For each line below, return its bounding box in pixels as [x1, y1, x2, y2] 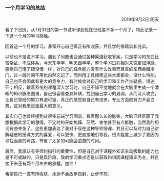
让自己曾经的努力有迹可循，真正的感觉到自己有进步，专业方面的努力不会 [5, 97, 150, 103]
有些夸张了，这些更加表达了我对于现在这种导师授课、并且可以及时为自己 [9, 126, 155, 131]
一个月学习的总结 [5, 4, 45, 11]
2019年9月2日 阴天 [121, 16, 159, 23]
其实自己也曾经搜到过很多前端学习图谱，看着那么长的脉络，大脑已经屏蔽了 [5, 113, 155, 119]
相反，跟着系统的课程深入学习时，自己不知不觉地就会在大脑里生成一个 [13, 84, 155, 90]
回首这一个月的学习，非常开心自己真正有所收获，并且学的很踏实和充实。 [5, 43, 150, 50]
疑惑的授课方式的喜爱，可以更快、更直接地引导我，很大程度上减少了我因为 [9, 131, 159, 138]
